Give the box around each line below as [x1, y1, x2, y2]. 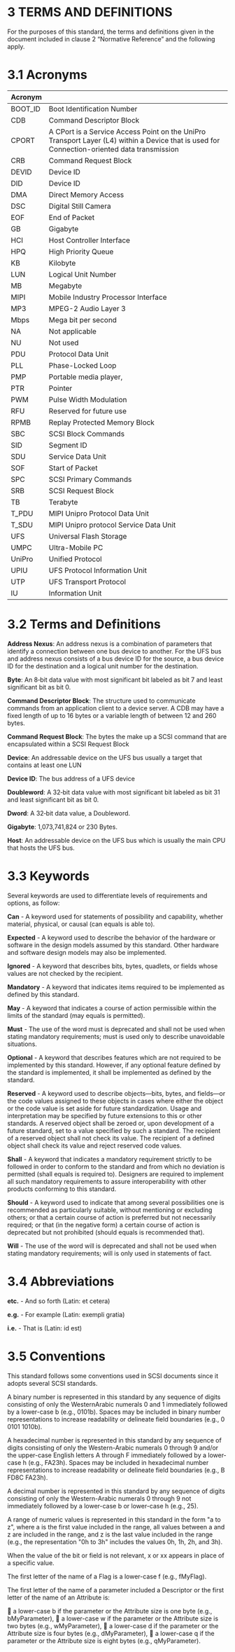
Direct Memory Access [48, 190, 124, 200]
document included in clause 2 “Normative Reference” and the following [7, 34, 215, 43]
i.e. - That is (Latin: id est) [7, 1323, 83, 1332]
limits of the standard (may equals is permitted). [7, 1011, 145, 1019]
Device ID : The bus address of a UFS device [7, 774, 135, 783]
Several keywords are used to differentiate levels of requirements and [7, 891, 208, 900]
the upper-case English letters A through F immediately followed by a [7, 1451, 207, 1459]
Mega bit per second [48, 315, 117, 324]
